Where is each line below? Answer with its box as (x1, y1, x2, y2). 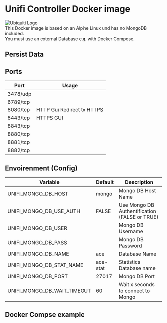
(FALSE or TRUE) (118, 214, 159, 220)
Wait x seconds (118, 281, 155, 288)
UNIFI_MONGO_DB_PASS (7, 239, 67, 246)
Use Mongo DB (118, 201, 154, 208)
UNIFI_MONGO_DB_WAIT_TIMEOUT (7, 287, 91, 294)
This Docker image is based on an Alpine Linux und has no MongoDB (5, 25, 147, 31)
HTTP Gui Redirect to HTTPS (36, 107, 103, 113)
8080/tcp (7, 107, 30, 113)
